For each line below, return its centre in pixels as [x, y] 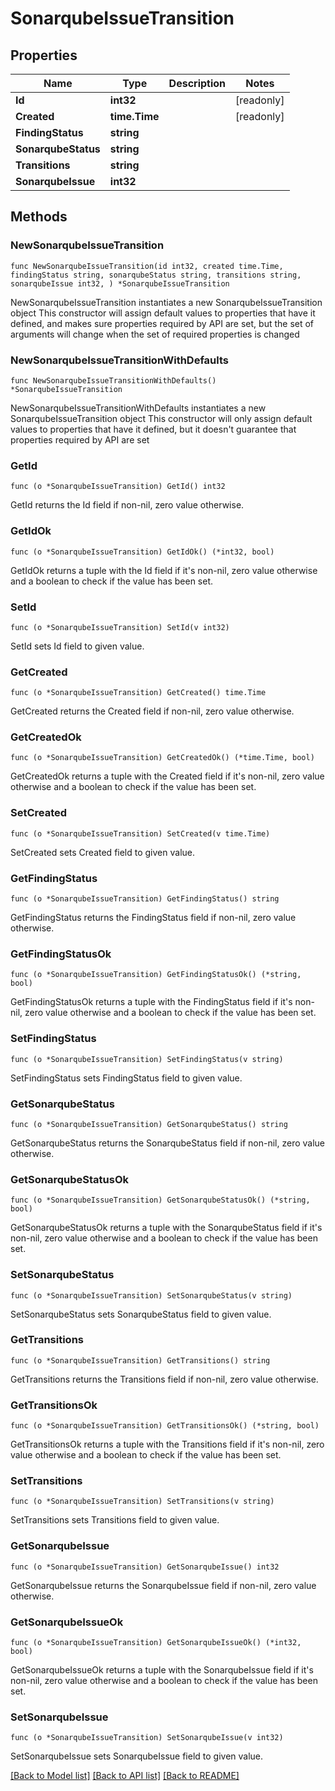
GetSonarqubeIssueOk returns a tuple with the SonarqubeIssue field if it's [162, 1670]
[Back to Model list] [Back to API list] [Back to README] [125, 1776]
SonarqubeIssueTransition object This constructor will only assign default [161, 418]
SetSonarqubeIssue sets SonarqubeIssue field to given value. [137, 1756]
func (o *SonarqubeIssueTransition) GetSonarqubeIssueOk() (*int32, [156, 1643]
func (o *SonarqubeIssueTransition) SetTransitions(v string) [142, 1502]
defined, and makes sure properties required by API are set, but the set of [162, 323]
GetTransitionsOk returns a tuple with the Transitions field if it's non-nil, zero [167, 1444]
